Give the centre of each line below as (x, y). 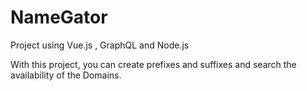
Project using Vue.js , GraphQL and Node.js (100, 45)
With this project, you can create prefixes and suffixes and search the (153, 64)
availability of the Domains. (66, 75)
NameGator (59, 17)
